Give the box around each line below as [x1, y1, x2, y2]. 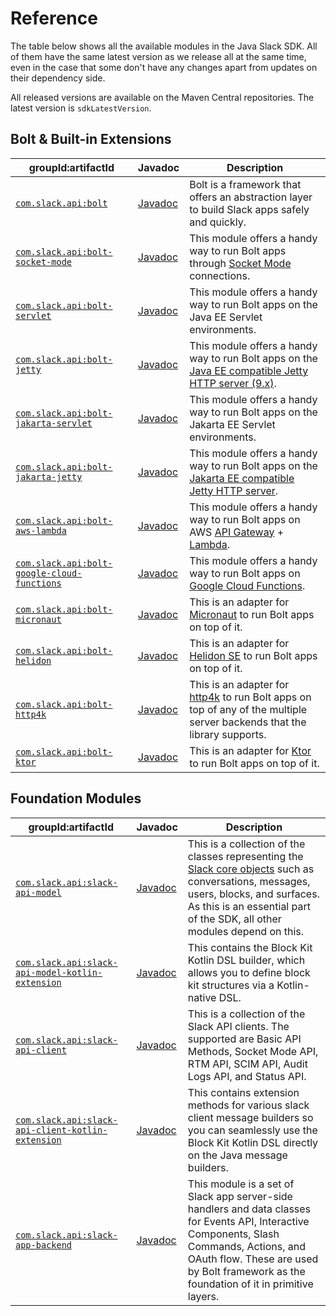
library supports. [189, 727, 267, 741]
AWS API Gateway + [189, 525, 285, 539]
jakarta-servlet [15, 417, 93, 429]
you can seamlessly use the [187, 1123, 318, 1137]
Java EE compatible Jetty [189, 363, 309, 377]
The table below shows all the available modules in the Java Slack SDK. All [10, 40, 318, 52]
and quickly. [189, 215, 247, 229]
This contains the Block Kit [187, 940, 313, 954]
